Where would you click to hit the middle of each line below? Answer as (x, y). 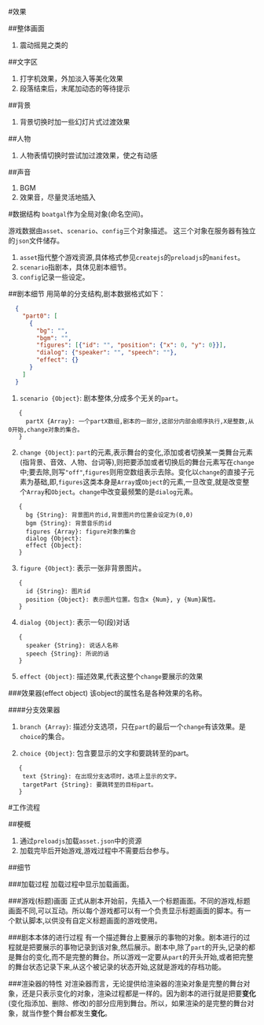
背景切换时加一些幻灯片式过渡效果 (75, 122)
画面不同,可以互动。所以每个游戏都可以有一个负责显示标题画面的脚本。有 (126, 910)
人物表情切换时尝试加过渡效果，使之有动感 (88, 155)
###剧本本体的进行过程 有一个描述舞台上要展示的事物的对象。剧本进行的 (126, 937)
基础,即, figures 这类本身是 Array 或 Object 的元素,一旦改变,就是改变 (138, 481)
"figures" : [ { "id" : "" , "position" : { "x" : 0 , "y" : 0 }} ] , (132, 345)
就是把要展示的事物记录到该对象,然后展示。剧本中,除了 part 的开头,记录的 (132, 947)
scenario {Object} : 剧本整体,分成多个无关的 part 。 (101, 398)
